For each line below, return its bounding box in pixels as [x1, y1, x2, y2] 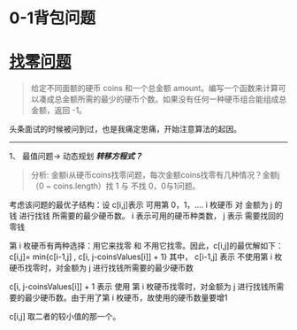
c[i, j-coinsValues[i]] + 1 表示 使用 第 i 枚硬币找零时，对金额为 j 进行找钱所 [9, 281, 277, 292]
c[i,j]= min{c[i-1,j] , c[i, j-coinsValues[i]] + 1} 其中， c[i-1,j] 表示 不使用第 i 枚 [9, 251, 283, 262]
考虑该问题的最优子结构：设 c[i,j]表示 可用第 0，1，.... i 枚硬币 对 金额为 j [9, 200, 272, 211]
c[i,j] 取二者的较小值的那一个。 [9, 311, 121, 322]
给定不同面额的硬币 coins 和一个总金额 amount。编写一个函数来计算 [30, 83, 278, 94]
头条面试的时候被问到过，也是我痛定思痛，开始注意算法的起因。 [9, 124, 241, 134]
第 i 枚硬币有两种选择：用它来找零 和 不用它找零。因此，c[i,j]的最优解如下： [9, 241, 285, 251]
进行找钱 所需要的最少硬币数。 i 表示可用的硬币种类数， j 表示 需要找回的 [19, 211, 285, 221]
